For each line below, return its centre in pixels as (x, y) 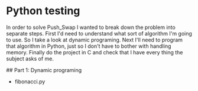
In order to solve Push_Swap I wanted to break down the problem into (91, 27)
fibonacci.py (30, 82)
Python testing (43, 11)
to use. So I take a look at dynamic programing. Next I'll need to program (95, 40)
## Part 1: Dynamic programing (44, 70)
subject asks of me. (30, 58)
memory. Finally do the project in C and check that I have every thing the (95, 52)
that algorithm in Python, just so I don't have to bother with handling (89, 46)
